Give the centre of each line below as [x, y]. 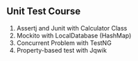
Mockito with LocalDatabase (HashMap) [74, 35]
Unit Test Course [44, 11]
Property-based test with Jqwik [61, 50]
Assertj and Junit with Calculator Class [72, 28]
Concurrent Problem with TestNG [64, 43]
